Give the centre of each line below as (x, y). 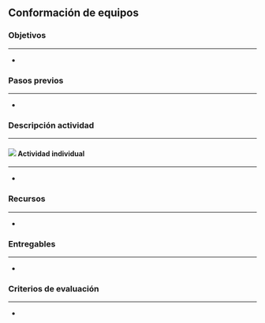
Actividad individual (51, 154)
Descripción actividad (51, 125)
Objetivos (27, 35)
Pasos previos (36, 80)
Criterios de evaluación (54, 289)
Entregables (32, 243)
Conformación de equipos (74, 13)
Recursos (27, 199)
